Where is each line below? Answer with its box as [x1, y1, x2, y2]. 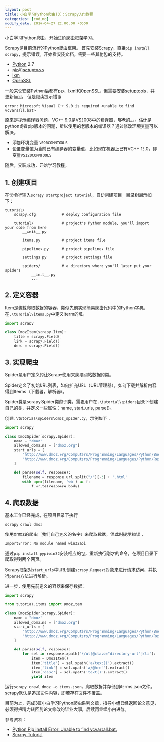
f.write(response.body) [31, 484, 80, 488]
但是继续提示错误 [27, 94, 62, 100]
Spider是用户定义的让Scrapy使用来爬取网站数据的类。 [5, 372, 114, 378]
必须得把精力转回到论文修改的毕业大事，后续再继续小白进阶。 [5, 706, 129, 712]
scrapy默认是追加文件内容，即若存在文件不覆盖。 [5, 690, 104, 696]
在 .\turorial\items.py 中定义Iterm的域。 [5, 311, 87, 317]
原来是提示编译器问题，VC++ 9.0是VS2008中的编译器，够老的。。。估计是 [5, 117, 152, 123]
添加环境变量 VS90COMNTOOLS [12, 140, 68, 146]
